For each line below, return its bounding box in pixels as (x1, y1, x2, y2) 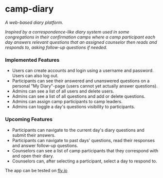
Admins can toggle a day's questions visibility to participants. (12, 104, 135, 110)
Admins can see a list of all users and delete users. (12, 89, 114, 94)
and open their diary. (12, 153, 54, 159)
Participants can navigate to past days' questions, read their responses (12, 137, 155, 143)
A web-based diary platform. (5, 19, 63, 25)
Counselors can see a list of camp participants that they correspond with (12, 147, 159, 154)
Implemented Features (5, 56, 60, 63)
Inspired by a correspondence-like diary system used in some (5, 29, 130, 35)
